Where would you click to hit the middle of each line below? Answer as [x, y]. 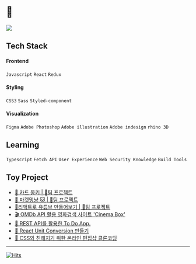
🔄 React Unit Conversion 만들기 [52, 231]
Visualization [22, 114]
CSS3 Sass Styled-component [39, 101]
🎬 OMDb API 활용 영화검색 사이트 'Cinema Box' [70, 214]
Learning [23, 145]
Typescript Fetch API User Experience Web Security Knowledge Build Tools [97, 159]
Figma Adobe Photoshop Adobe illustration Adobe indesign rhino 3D [87, 127]
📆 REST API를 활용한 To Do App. [52, 223]
